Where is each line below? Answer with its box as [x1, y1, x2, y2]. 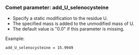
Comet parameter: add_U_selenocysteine [5, 4, 109, 11]
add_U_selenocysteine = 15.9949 [5, 45, 73, 50]
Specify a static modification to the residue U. [12, 15, 108, 21]
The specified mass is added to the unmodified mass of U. [12, 20, 134, 26]
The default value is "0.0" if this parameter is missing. [12, 26, 125, 32]
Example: [5, 35, 25, 41]
